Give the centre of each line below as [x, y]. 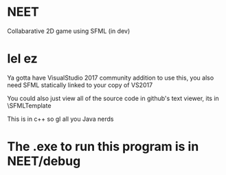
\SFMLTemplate [29, 105]
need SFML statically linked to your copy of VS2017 [80, 85]
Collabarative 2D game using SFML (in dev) [69, 31]
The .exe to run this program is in [103, 147]
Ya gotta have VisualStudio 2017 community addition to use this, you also [111, 78]
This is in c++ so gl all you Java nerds [60, 119]
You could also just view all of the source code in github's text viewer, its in [113, 98]
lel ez [22, 59]
